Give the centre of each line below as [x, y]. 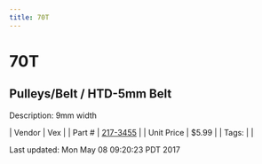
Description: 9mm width [53, 115]
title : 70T [29, 17]
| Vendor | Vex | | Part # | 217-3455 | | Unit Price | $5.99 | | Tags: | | [131, 132]
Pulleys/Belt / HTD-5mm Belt [91, 94]
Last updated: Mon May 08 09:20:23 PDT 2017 [95, 149]
